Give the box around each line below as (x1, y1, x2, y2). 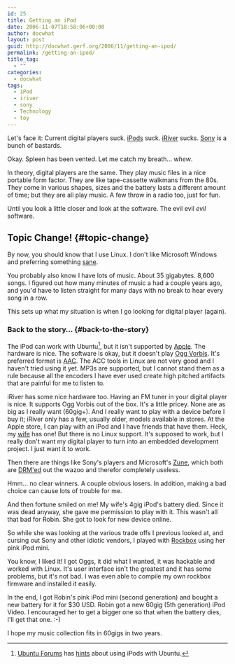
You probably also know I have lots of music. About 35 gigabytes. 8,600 (7, 271, 215, 280)
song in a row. (7, 293, 48, 302)
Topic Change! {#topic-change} (7, 232, 150, 244)
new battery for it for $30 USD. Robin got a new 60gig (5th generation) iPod (7, 600, 226, 609)
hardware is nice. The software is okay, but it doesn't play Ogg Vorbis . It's (7, 350, 220, 358)
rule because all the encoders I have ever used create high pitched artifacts (7, 372, 225, 380)
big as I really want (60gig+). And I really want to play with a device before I (7, 408, 225, 416)
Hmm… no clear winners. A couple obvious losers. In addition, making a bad (7, 479, 227, 487)
